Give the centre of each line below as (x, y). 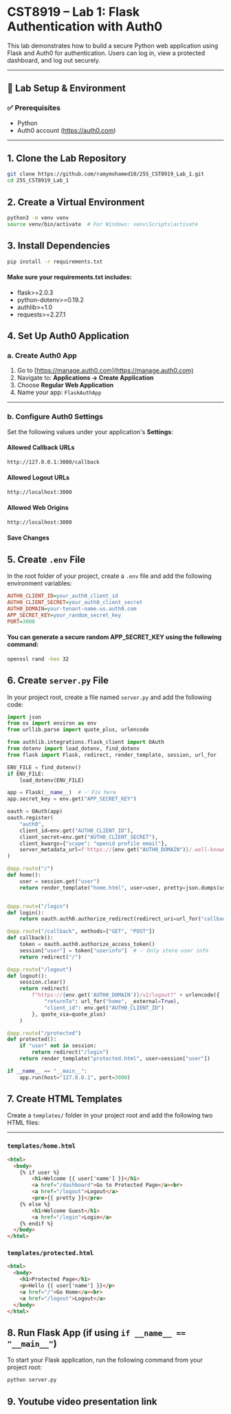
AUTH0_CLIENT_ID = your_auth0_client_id (63, 596)
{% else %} (35, 1204)
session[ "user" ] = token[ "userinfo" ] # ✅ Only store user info (114, 950)
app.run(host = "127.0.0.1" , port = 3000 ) (75, 1078)
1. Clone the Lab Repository (67, 159)
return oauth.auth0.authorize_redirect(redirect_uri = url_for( (110, 919)
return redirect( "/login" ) (70, 1052)
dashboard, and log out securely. (54, 60)
